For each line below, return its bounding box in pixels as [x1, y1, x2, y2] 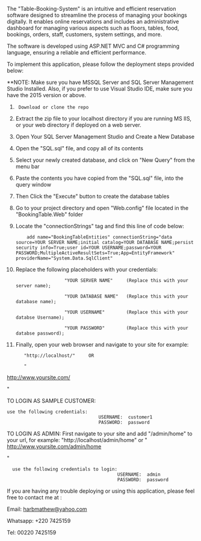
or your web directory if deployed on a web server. [15, 121, 142, 129]
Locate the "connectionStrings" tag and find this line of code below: [15, 223, 184, 229]
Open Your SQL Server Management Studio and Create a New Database [15, 133, 195, 140]
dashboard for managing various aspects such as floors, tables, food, [7, 24, 179, 31]
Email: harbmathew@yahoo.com [7, 505, 87, 513]
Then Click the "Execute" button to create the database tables [15, 193, 170, 200]
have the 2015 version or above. [7, 92, 87, 98]
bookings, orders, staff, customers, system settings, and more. [7, 31, 162, 38]
